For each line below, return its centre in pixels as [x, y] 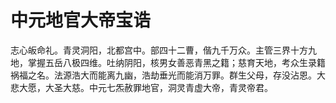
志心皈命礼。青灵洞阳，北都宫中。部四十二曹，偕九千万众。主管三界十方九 [163, 50]
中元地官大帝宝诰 [81, 20]
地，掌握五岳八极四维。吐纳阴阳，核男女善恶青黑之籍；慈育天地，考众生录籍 [168, 62]
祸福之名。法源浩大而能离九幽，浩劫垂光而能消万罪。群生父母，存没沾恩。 [163, 75]
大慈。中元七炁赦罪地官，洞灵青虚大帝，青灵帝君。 [167, 87]
